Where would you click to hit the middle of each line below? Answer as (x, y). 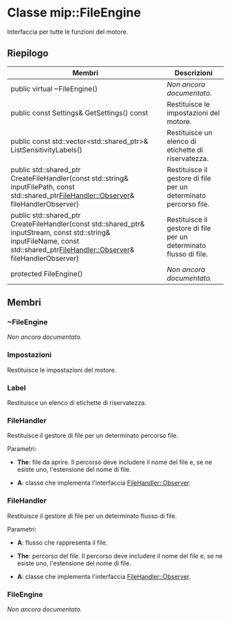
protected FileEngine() (47, 273)
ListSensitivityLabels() (46, 149)
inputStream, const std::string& (60, 232)
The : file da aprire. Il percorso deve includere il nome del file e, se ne (114, 462)
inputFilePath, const (43, 187)
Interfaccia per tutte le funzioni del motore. (68, 32)
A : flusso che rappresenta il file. (62, 543)
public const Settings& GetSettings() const (79, 113)
